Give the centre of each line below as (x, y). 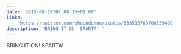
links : (15, 17)
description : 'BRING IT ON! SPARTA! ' (55, 28)
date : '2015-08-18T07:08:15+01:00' (51, 12)
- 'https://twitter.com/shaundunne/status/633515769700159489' (94, 23)
